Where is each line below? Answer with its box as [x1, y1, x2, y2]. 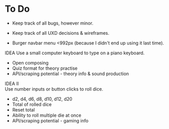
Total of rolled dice [12, 101, 52, 107]
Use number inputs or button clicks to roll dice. [5, 85, 103, 92]
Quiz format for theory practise [12, 65, 78, 71]
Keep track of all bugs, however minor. [12, 20, 93, 26]
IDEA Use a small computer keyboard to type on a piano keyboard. [5, 50, 145, 56]
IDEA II [5, 80, 19, 87]
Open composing [12, 59, 49, 66]
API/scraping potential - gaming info [12, 117, 89, 123]
